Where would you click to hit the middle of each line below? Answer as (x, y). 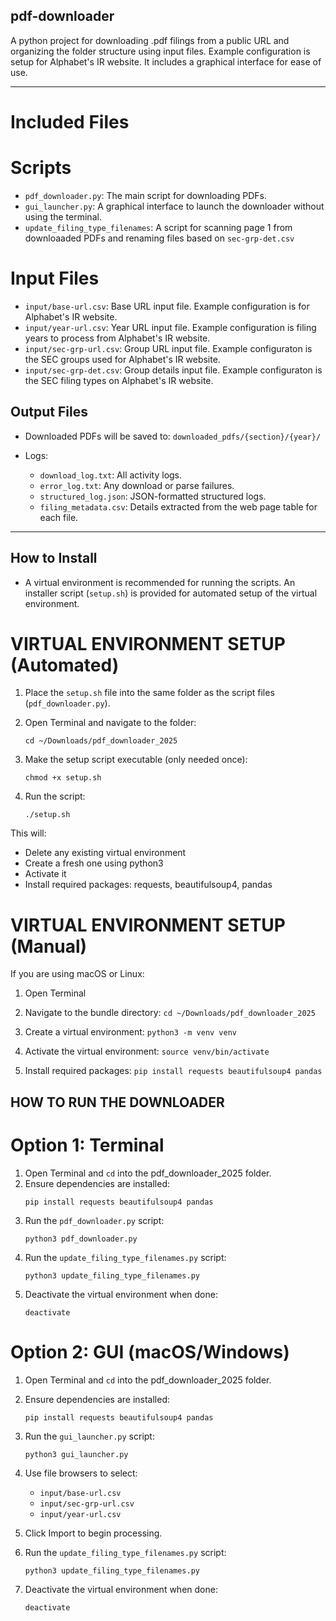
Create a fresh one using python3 (94, 863)
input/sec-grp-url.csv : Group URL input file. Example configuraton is (168, 348)
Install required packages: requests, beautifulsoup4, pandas (148, 885)
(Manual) (49, 946)
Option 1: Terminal (87, 1145)
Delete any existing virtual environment (105, 853)
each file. (59, 517)
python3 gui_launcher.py (76, 1454)
